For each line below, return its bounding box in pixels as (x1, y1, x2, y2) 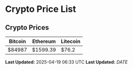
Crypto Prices (5, 23, 49, 32)
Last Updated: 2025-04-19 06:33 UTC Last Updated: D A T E (5, 59, 128, 65)
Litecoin (60, 38, 81, 45)
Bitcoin (8, 38, 26, 45)
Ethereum (32, 38, 56, 45)
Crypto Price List (5, 3, 76, 15)
